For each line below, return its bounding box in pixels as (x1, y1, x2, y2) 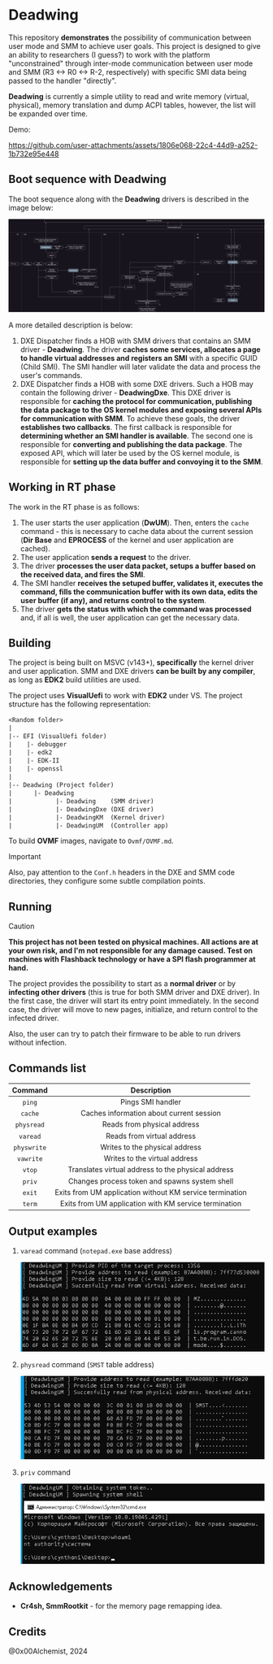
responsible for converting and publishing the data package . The (19, 439, 242, 449)
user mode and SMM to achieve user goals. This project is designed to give (8, 41, 262, 50)
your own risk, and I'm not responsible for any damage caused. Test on (8, 945, 253, 956)
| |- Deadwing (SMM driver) (8, 797, 154, 806)
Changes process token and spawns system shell (67, 1176, 234, 1186)
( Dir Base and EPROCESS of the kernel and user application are (19, 535, 234, 545)
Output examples (8, 1224, 97, 1238)
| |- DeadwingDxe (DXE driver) (8, 806, 154, 814)
